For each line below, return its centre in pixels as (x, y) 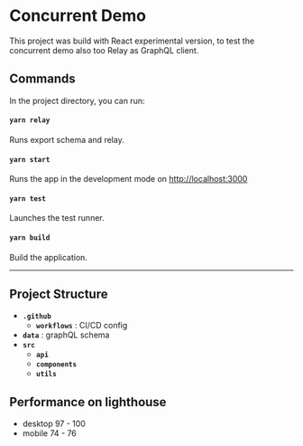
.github (37, 317)
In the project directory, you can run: (77, 100)
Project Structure (59, 294)
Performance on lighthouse (88, 402)
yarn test (28, 199)
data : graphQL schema (66, 335)
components (56, 365)
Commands (43, 79)
